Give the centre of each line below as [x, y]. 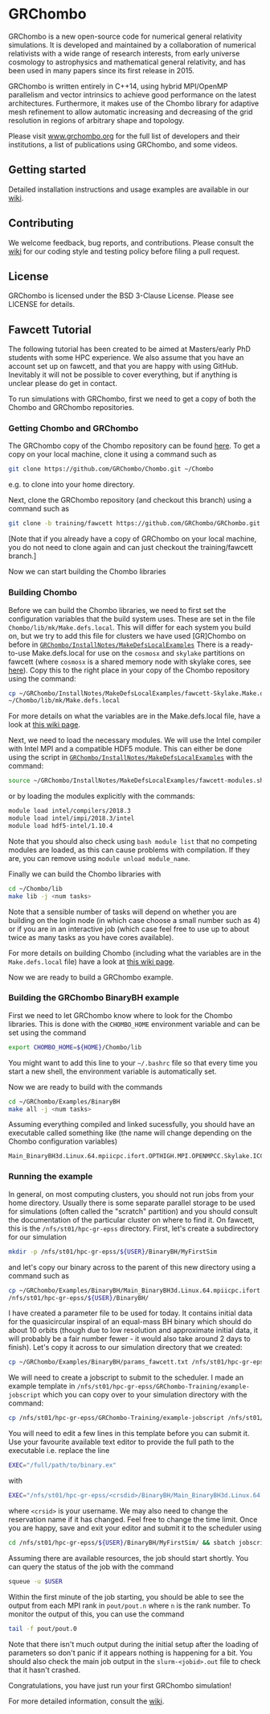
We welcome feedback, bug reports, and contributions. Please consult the [131, 242]
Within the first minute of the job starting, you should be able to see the [126, 1596]
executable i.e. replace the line [59, 1451]
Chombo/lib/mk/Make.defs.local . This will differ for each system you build [130, 627]
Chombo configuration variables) [63, 1141]
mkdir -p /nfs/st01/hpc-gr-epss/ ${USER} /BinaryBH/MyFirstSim [113, 1252]
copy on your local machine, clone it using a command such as [112, 454]
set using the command [47, 1033]
